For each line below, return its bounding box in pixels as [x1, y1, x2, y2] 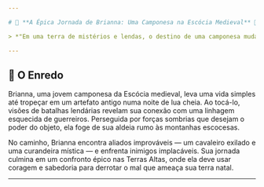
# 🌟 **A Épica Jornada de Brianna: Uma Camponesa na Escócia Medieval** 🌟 [8, 18, 258, 26]
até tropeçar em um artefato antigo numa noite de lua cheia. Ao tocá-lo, [8, 97, 240, 107]
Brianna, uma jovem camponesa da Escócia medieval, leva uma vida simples [8, 90, 256, 99]
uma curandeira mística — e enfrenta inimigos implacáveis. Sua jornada [8, 146, 240, 156]
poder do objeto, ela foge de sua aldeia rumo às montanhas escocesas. [8, 123, 240, 132]
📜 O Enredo [8, 68, 64, 82]
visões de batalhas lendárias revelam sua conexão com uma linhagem [8, 106, 235, 115]
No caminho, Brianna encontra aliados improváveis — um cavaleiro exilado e [8, 138, 256, 148]
